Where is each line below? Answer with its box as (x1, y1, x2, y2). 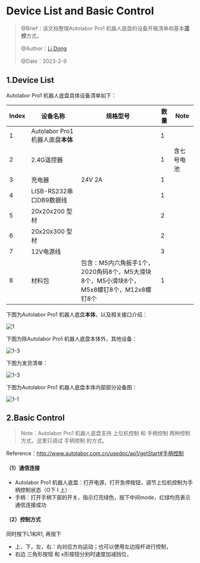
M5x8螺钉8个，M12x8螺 (81, 285, 152, 294)
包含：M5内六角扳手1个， (81, 259, 154, 267)
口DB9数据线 (31, 196, 67, 204)
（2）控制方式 (6, 516, 41, 523)
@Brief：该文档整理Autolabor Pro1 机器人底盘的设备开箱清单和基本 (20, 24, 185, 32)
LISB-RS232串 (31, 187, 73, 195)
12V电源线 (31, 247, 61, 256)
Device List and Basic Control (6, 4, 154, 18)
